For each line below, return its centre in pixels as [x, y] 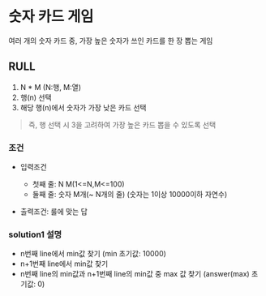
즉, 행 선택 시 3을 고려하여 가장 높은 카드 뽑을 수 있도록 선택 [122, 124]
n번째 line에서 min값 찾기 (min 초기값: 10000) [93, 254]
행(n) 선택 [36, 97]
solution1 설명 [35, 234]
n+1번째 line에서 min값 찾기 [64, 264]
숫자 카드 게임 [51, 17]
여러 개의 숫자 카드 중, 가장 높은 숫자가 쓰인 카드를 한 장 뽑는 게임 [111, 41]
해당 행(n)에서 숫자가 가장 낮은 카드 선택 [83, 107]
